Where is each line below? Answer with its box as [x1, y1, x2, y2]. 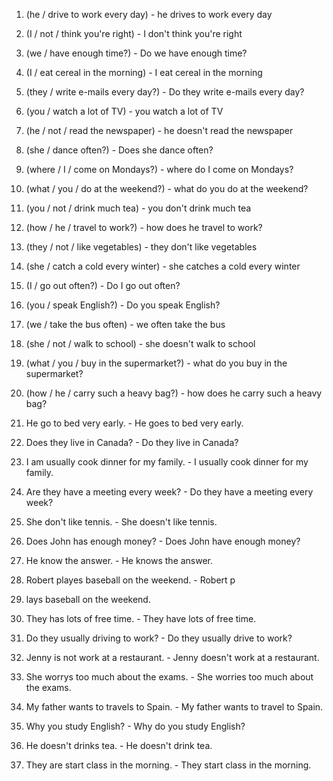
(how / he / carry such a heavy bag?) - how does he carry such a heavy [25, 387, 323, 399]
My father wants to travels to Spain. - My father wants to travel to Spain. [25, 701, 324, 713]
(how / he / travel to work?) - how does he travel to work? [25, 222, 263, 233]
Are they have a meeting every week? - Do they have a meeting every [25, 486, 314, 498]
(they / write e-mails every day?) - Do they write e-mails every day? [25, 86, 305, 98]
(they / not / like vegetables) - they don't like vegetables [25, 241, 258, 253]
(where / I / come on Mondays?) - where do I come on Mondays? [25, 164, 294, 175]
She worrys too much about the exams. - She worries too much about [25, 671, 314, 683]
